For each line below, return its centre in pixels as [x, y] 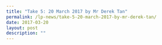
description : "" [26, 33]
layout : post [22, 28]
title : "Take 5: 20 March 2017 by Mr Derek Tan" [67, 11]
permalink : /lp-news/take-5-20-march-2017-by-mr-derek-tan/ [82, 17]
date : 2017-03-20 [27, 22]
